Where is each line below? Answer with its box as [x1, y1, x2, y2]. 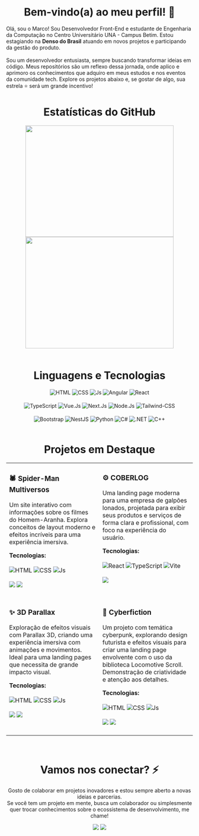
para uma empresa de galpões [102, 496, 188, 504]
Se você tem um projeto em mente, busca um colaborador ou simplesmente [7, 799, 192, 806]
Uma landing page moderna [102, 489, 180, 497]
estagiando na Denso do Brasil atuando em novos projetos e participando [6, 37, 187, 45]
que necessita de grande [9, 660, 79, 668]
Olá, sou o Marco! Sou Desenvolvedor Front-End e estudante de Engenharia [6, 25, 191, 32]
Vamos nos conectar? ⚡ [40, 763, 159, 777]
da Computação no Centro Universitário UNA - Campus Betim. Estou [6, 31, 174, 38]
